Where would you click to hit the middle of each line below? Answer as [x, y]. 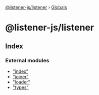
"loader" [21, 82]
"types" [20, 87]
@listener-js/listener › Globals [36, 7]
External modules [27, 60]
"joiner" [20, 76]
